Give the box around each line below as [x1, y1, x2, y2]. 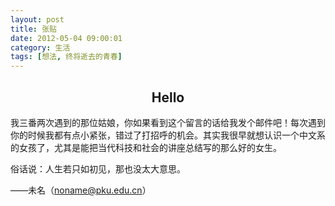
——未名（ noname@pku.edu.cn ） [10, 184, 152, 196]
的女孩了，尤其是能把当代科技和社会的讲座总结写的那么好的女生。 [10, 141, 282, 153]
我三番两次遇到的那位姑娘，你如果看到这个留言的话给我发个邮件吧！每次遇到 [10, 116, 326, 128]
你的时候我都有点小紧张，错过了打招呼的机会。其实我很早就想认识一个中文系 [10, 129, 326, 141]
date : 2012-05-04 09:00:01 [10, 33, 123, 43]
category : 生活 [10, 42, 71, 53]
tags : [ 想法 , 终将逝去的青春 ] [10, 52, 123, 62]
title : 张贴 [10, 24, 57, 34]
